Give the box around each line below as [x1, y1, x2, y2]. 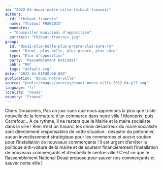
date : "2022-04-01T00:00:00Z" [5, 71, 67, 76]
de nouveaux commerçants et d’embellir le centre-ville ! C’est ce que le [5, 150, 149, 156]
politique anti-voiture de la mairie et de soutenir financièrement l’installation [5, 144, 159, 150]
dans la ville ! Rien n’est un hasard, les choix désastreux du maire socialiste [5, 124, 158, 130]
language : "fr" [5, 85, 36, 90]
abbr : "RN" [9, 62, 32, 67]
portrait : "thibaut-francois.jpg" [9, 35, 80, 40]
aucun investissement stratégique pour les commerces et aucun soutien [5, 134, 152, 140]
